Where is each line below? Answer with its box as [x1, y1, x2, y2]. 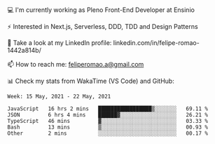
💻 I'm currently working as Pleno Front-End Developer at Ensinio [7, 6, 195, 14]
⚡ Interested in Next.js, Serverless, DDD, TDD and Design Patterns [7, 22, 198, 30]
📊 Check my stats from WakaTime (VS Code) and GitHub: [7, 77, 175, 85]
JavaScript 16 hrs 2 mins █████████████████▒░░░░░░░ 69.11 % [7, 105, 209, 112]
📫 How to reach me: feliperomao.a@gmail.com [7, 60, 144, 68]
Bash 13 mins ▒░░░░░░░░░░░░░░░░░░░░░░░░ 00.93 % [7, 124, 209, 131]
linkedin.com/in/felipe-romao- [113, 39, 200, 47]
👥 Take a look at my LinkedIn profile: [7, 39, 112, 47]
